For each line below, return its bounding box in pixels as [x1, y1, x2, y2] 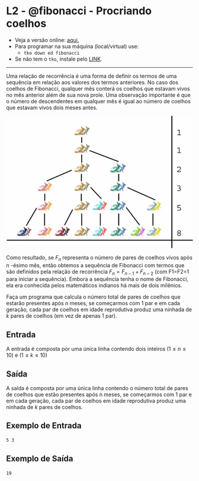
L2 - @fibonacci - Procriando [6, 4, 152, 18]
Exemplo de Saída [6, 454, 73, 464]
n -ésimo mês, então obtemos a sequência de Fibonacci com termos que [6, 261, 185, 268]
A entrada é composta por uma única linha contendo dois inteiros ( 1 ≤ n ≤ [6, 346, 187, 353]
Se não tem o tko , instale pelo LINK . [14, 55, 102, 62]
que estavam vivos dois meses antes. [6, 104, 98, 111]
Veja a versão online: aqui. [14, 36, 79, 43]
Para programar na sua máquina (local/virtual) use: [14, 43, 139, 50]
